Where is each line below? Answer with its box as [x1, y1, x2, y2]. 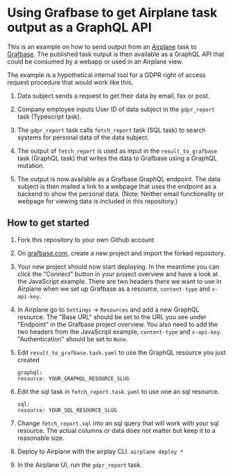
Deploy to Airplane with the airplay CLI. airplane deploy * [17, 447, 184, 455]
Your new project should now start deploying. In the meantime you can [17, 262, 220, 271]
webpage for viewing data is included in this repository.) [17, 196, 178, 205]
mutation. [17, 161, 45, 169]
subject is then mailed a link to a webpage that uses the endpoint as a [17, 182, 217, 190]
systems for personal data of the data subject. [17, 133, 149, 142]
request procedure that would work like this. [7, 78, 133, 86]
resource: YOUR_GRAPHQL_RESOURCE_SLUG [17, 375, 130, 382]
